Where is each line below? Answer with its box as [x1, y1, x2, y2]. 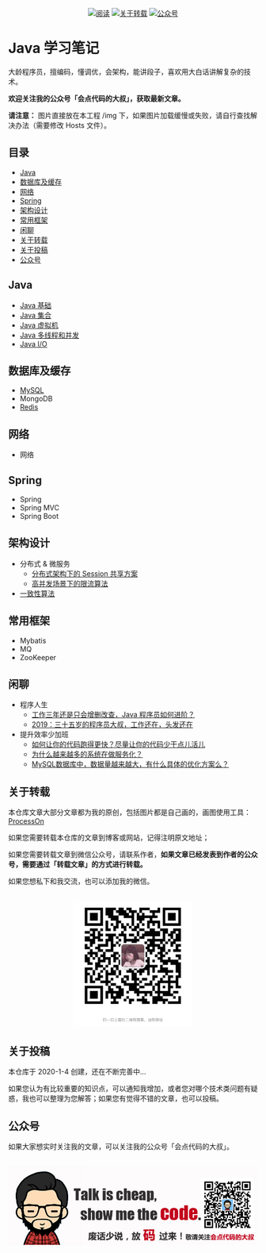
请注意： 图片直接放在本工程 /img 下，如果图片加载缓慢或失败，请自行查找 [8, 110, 251, 120]
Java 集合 [19, 310, 52, 320]
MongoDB [19, 394, 53, 404]
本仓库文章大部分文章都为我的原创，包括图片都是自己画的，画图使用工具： [8, 808, 251, 817]
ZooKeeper [19, 652, 57, 662]
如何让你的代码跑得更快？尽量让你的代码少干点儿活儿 [31, 740, 206, 749]
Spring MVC [19, 503, 60, 512]
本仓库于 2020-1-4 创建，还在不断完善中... [8, 1067, 146, 1077]
